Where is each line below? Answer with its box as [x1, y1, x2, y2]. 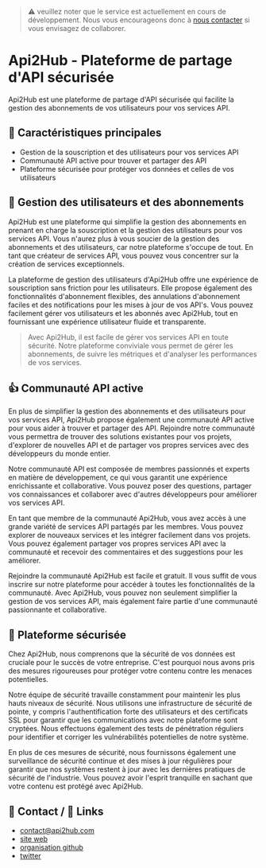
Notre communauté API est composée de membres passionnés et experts [8, 465, 250, 474]
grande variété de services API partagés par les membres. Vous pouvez [8, 522, 244, 531]
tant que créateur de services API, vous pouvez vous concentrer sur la [8, 251, 240, 260]
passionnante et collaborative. [8, 605, 107, 615]
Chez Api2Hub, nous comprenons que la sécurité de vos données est [8, 649, 236, 659]
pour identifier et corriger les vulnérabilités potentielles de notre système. [8, 732, 249, 742]
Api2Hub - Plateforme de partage [8, 52, 233, 70]
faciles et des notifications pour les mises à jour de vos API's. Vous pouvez [8, 300, 254, 309]
